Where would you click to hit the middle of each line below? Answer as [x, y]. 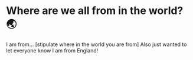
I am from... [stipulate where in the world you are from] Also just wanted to [97, 44]
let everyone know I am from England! [52, 50]
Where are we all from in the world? [95, 11]
